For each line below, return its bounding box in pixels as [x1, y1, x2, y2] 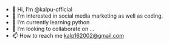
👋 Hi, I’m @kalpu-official [12, 6, 73, 13]
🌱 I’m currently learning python [12, 19, 90, 26]
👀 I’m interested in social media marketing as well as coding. [12, 12, 163, 19]
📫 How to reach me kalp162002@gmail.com [12, 32, 125, 39]
